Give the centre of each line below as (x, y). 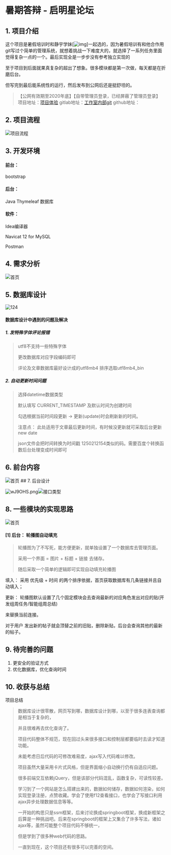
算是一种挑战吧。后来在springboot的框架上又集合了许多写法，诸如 (92, 819)
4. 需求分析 (23, 264)
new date (27, 433)
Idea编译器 (17, 226)
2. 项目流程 (23, 120)
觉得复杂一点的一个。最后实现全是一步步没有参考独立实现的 (68, 57)
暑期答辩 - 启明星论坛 (50, 10)
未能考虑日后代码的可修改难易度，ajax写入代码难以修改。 (78, 756)
